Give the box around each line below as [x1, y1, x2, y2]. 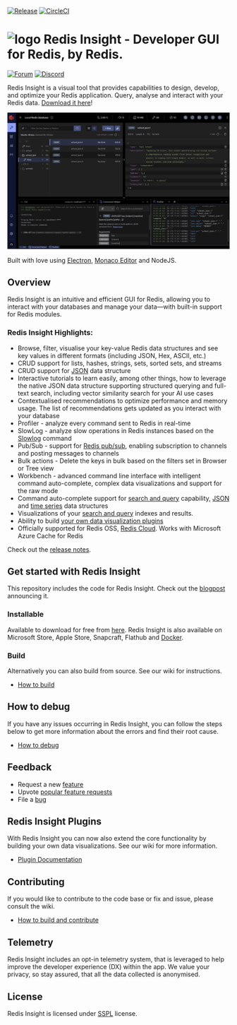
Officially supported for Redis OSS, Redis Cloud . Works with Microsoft [17, 523, 221, 533]
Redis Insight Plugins [7, 816, 102, 828]
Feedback [7, 762, 52, 774]
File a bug [17, 795, 47, 803]
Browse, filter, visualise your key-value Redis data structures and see [17, 343, 219, 352]
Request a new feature [17, 780, 84, 788]
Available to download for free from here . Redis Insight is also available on [7, 625, 222, 634]
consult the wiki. [7, 902, 55, 911]
